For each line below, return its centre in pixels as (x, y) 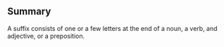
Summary (29, 12)
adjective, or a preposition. (46, 36)
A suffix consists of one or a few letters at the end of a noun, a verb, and (112, 28)
